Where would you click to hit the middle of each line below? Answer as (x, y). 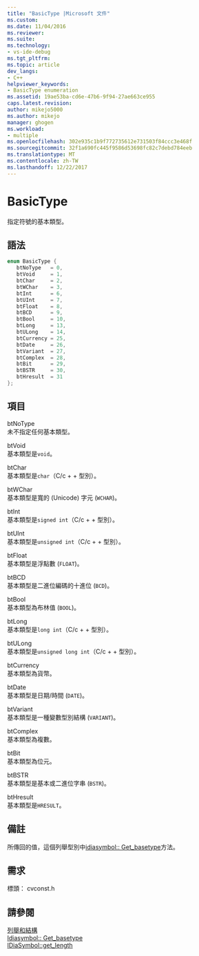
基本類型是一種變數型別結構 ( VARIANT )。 (63, 717)
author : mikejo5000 (35, 110)
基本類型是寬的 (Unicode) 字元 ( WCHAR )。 (64, 498)
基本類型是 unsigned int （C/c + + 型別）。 (66, 541)
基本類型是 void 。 (32, 454)
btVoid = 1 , (40, 274)
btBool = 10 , (41, 319)
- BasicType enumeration (43, 90)
